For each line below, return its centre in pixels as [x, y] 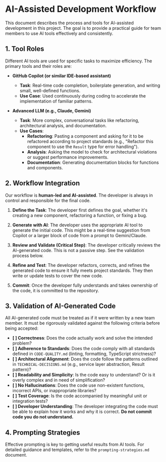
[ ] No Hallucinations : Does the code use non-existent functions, [78, 385]
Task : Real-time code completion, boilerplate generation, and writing [90, 85]
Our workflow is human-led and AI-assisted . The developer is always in [79, 195]
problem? [22, 343]
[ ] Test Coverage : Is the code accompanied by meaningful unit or [80, 396]
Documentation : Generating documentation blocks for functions [93, 162]
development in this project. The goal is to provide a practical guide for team [83, 28]
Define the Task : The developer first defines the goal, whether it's [80, 210]
